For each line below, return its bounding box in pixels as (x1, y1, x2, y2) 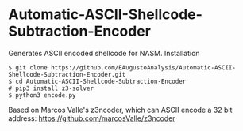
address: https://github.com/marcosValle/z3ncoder (8, 113, 176, 123)
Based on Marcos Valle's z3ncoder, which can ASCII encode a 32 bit (8, 105, 233, 114)
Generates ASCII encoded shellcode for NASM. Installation (8, 48, 200, 58)
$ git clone (8, 63, 48, 72)
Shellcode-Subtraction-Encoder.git (8, 70, 126, 78)
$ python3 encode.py (8, 91, 77, 99)
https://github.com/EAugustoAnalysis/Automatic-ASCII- (50, 63, 237, 72)
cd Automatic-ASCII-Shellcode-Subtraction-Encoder (15, 77, 187, 85)
